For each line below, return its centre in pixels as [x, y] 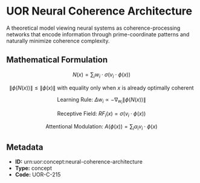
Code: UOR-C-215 [38, 175]
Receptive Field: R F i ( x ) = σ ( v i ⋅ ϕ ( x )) [102, 114]
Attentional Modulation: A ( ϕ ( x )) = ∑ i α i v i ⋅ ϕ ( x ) [102, 127]
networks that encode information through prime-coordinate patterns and [98, 34]
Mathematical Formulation [57, 60]
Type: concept [34, 168]
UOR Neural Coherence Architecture [99, 11]
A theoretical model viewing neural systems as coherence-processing [93, 28]
